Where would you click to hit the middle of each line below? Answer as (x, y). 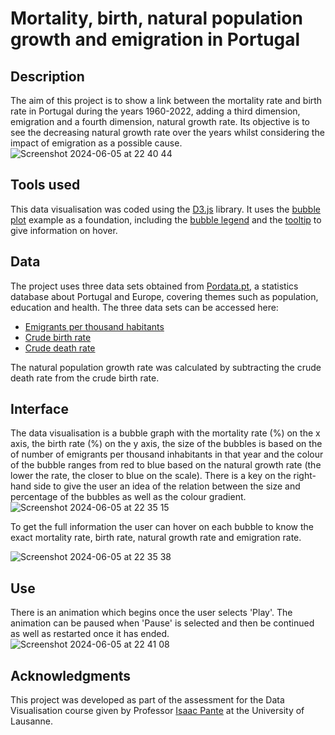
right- (305, 476)
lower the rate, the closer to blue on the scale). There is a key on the (151, 476)
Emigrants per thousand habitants (94, 326)
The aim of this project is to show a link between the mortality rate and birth (166, 100)
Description (47, 76)
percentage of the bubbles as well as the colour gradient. (128, 497)
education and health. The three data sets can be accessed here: (144, 307)
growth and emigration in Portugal (155, 39)
